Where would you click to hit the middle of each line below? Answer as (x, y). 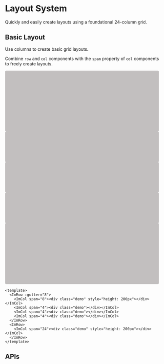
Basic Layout (25, 37)
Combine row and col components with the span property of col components (82, 59)
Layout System (36, 9)
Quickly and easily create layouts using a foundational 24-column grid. (76, 22)
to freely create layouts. (29, 63)
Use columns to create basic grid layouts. (47, 49)
